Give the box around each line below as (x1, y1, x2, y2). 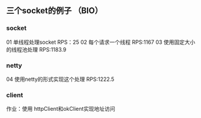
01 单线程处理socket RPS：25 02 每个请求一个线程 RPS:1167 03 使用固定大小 (6, 38, 196, 46)
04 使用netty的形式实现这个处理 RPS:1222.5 (6, 75, 115, 83)
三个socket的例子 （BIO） (6, 5, 103, 16)
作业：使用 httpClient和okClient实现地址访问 (6, 105, 116, 113)
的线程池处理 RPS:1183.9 (6, 46, 67, 53)
